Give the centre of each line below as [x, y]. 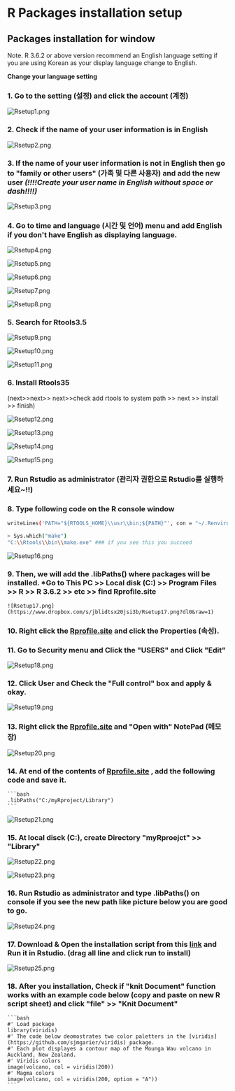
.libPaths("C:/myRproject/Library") [60, 801]
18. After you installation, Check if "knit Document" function [112, 986]
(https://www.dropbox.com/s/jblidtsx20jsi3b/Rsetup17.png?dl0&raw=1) [111, 612]
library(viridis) [33, 1031]
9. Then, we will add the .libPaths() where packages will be [109, 573]
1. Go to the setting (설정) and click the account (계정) [98, 96]
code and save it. [37, 780]
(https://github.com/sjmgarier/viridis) [67, 1043]
